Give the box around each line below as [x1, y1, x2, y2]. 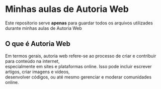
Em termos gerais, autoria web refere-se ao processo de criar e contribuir [5, 53, 157, 59]
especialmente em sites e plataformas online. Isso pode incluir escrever [5, 63, 152, 69]
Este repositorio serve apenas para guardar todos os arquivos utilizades [5, 20, 153, 26]
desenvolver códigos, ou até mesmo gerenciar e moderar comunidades [5, 74, 152, 80]
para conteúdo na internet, [5, 58, 60, 64]
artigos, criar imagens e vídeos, [5, 69, 70, 75]
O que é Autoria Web [5, 40, 71, 48]
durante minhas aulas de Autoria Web [5, 25, 82, 31]
